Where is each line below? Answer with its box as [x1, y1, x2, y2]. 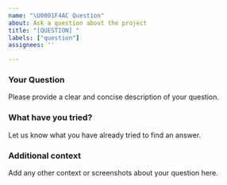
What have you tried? [8, 112, 93, 123]
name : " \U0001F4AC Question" [8, 11, 105, 20]
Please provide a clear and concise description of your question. [8, 92, 220, 102]
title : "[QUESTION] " [8, 26, 80, 34]
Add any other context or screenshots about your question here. [8, 168, 218, 178]
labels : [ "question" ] [8, 33, 80, 42]
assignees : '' [8, 41, 56, 49]
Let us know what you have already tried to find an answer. [8, 130, 202, 140]
